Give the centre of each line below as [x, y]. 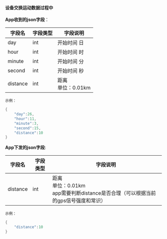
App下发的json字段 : [26, 148]
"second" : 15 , [28, 128]
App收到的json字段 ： [27, 19]
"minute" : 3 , [26, 123]
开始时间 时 [71, 52]
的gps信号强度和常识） [79, 201]
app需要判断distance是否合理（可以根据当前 [104, 193]
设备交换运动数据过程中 [29, 7]
